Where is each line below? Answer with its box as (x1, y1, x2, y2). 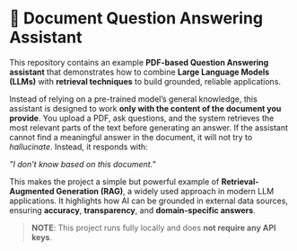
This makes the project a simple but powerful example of (9, 175, 220, 187)
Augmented (9, 185, 56, 196)
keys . (31, 231, 53, 242)
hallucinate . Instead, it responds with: (9, 141, 148, 152)
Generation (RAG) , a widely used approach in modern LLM (56, 185, 275, 196)
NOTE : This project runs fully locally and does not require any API (31, 222, 276, 233)
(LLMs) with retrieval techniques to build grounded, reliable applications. (9, 76, 281, 86)
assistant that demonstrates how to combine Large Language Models (9, 67, 270, 77)
